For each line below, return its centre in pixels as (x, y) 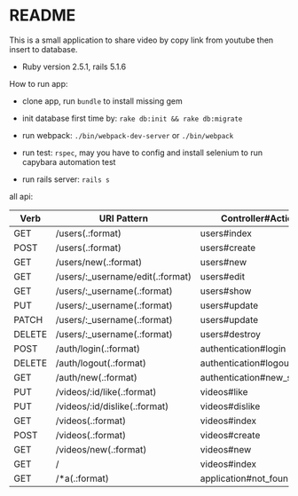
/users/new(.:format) (99, 262)
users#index (226, 233)
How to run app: (39, 83)
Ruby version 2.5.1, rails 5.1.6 (74, 67)
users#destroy (231, 334)
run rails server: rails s (66, 179)
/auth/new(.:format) (96, 377)
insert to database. (43, 49)
